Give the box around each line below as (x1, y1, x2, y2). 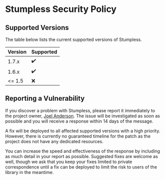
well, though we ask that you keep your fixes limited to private (5, 159, 133, 165)
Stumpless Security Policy (5, 3, 117, 15)
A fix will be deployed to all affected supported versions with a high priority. (5, 128, 161, 134)
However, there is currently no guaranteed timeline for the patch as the (5, 133, 151, 139)
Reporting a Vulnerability (5, 94, 85, 103)
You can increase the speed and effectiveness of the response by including (5, 148, 161, 154)
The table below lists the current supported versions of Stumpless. (5, 36, 142, 42)
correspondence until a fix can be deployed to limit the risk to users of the (5, 164, 157, 170)
